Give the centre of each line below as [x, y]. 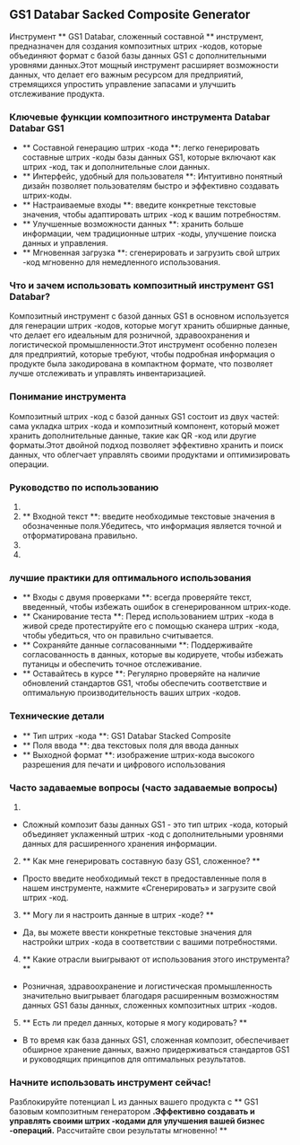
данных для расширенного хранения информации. [120, 843]
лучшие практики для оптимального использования [130, 577]
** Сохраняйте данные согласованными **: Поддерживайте [137, 645]
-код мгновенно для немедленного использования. [121, 262]
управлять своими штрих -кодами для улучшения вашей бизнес [137, 1121]
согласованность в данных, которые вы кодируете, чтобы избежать [153, 655]
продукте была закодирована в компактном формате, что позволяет [141, 364]
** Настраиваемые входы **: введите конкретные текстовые [139, 205]
